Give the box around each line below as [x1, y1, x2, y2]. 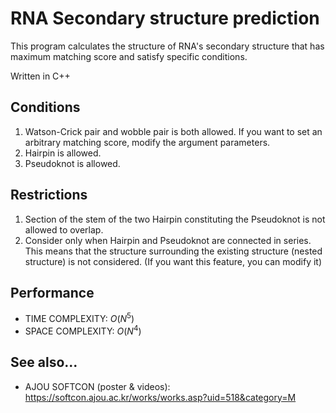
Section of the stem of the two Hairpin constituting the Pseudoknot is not [24, 213, 326, 225]
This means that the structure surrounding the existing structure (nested [24, 245, 323, 257]
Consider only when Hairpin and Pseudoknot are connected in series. [24, 234, 312, 246]
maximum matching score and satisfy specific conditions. [10, 50, 248, 62]
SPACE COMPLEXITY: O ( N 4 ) [24, 323, 142, 337]
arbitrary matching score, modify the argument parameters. [24, 136, 271, 148]
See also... [10, 354, 78, 371]
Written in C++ [10, 70, 71, 82]
